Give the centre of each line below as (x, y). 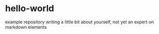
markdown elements (26, 27)
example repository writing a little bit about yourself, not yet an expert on (79, 22)
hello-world (30, 8)
